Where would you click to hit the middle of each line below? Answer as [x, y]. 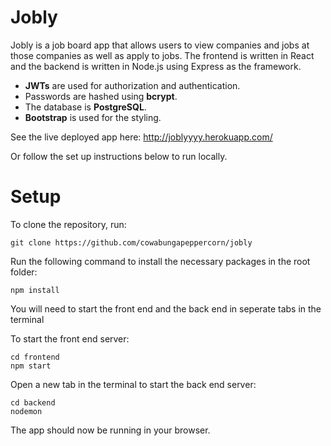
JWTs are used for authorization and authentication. [132, 85]
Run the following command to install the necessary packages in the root [160, 261]
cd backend [33, 402]
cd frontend [35, 357]
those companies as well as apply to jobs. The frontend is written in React [162, 55]
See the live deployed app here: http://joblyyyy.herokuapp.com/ [141, 137]
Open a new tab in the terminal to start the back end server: [133, 384]
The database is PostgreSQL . [85, 107]
